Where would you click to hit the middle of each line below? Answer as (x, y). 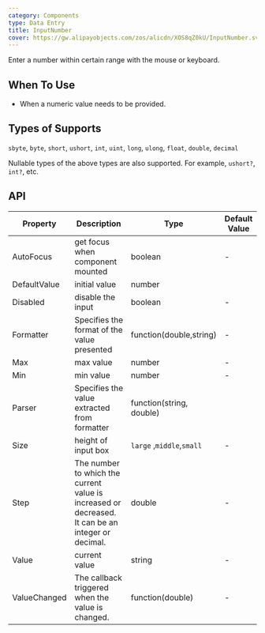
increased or (98, 503)
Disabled (28, 302)
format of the (99, 330)
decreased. (95, 512)
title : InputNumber (40, 30)
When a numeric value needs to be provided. (93, 104)
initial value (95, 284)
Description (99, 224)
